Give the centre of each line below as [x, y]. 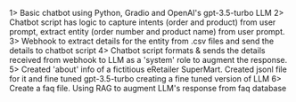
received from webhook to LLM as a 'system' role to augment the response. [148, 60]
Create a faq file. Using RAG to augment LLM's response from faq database [148, 88]
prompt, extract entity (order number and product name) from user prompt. [147, 31]
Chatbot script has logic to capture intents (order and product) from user [143, 22]
